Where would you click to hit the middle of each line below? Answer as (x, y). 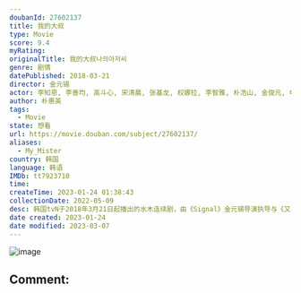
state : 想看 (30, 126)
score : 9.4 (30, 43)
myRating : (28, 51)
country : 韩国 (34, 159)
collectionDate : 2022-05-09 (62, 201)
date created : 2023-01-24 (57, 217)
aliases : (26, 142)
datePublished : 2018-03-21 (60, 76)
